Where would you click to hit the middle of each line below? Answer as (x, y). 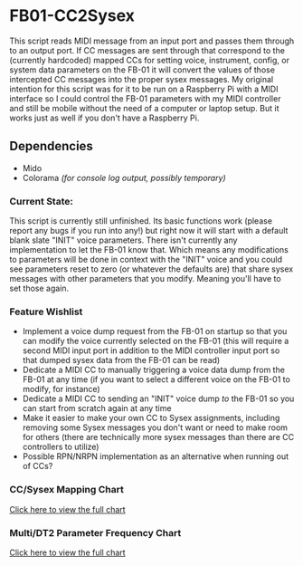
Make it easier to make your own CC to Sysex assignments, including (151, 418)
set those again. (39, 288)
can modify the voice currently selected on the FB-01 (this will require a (156, 341)
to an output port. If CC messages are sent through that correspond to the (147, 50)
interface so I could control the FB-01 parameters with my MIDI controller (145, 98)
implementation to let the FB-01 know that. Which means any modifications (149, 250)
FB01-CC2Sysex (72, 16)
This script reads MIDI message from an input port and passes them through (152, 41)
